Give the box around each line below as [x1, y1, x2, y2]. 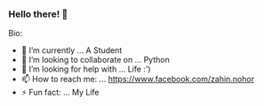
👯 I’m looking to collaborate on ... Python [20, 55, 170, 65]
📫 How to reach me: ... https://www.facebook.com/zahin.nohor [20, 74, 255, 85]
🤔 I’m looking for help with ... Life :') [20, 64, 152, 74]
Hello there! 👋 [8, 8, 68, 20]
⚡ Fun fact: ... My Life [20, 87, 100, 98]
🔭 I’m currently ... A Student [20, 45, 123, 56]
